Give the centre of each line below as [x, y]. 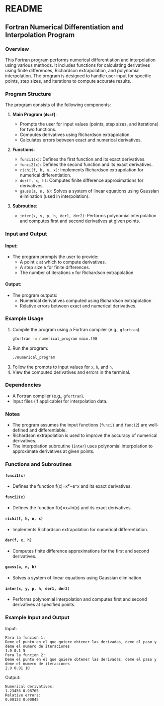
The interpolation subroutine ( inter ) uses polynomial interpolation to [82, 446]
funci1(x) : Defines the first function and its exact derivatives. [82, 159]
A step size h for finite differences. [55, 268]
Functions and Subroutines [39, 464]
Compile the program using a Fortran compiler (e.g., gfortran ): [76, 329]
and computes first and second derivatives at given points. [80, 221]
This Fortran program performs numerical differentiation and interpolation [80, 60]
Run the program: [30, 348]
